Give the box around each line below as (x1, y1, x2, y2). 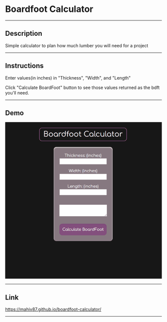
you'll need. (5, 89, 29, 95)
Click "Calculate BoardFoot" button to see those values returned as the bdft (5, 84, 160, 90)
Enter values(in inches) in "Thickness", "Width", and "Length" (5, 75, 131, 80)
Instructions (5, 62, 44, 70)
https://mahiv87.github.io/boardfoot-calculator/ (5, 307, 102, 313)
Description (5, 29, 42, 38)
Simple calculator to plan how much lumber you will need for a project (5, 42, 149, 48)
